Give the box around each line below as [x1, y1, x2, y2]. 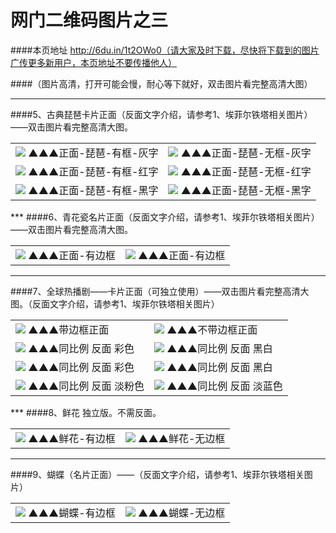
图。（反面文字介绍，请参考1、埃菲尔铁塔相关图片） [10, 297, 220, 310]
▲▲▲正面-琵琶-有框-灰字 [28, 146, 159, 160]
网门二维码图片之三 [10, 9, 169, 32]
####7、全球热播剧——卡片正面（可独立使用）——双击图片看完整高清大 [10, 285, 310, 297]
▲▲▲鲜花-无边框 [137, 431, 226, 445]
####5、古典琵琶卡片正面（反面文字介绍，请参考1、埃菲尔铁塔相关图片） [10, 108, 313, 120]
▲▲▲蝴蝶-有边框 [28, 506, 116, 520]
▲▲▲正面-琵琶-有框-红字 [28, 164, 159, 178]
